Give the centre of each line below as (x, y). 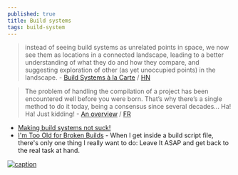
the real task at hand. (49, 151)
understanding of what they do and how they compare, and (112, 63)
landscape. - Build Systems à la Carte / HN (88, 78)
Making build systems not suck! (64, 128)
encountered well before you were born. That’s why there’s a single (123, 99)
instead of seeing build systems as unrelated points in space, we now (127, 48)
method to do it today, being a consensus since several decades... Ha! (128, 107)
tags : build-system (36, 27)
